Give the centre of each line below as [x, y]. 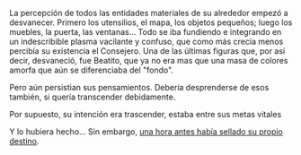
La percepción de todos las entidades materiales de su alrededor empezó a [149, 13]
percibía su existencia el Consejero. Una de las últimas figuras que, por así [147, 51]
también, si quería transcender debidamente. [93, 97]
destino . [24, 141]
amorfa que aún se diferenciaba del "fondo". [91, 70]
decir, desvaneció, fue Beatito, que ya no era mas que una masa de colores [149, 60]
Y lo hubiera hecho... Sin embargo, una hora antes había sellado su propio [146, 132]
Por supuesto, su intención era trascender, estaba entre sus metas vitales [146, 114]
